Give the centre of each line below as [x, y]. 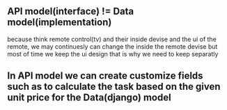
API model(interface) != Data [71, 11]
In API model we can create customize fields [105, 76]
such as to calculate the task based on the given [114, 87]
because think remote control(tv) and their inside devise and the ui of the [112, 39]
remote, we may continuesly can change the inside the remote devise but [112, 46]
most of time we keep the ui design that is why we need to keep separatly [113, 54]
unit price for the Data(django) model [89, 98]
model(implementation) [60, 23]
